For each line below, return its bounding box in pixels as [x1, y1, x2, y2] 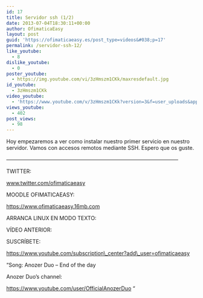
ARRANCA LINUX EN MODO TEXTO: [6, 215, 97, 222]
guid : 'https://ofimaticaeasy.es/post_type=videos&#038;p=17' [6, 37, 166, 43]
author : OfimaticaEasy [6, 25, 63, 32]
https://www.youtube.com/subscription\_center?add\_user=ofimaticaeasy [6, 250, 190, 257]
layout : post [6, 31, 39, 37]
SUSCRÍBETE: [6, 238, 41, 245]
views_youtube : [6, 104, 45, 111]
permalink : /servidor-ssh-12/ [6, 43, 83, 49]
